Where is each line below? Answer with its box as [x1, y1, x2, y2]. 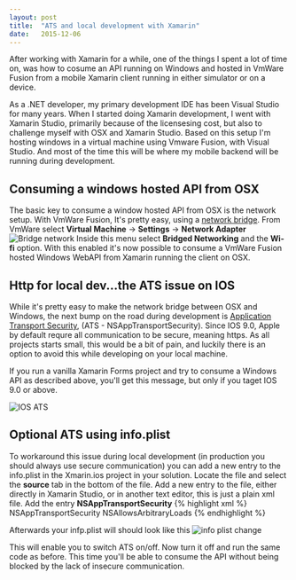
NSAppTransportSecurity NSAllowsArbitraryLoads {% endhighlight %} [9, 507, 266, 518]
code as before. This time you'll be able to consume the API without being [9, 551, 279, 561]
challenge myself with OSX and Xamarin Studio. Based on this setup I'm [9, 128, 271, 138]
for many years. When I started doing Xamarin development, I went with [9, 108, 271, 120]
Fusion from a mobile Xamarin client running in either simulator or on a [9, 73, 266, 83]
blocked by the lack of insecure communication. [9, 560, 184, 571]
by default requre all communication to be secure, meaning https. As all [9, 330, 270, 340]
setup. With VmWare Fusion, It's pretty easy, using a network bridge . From [9, 215, 281, 225]
